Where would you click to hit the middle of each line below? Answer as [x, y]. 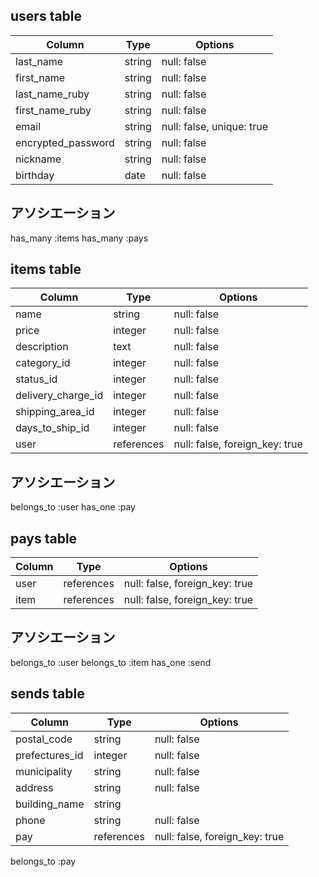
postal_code [44, 739]
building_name [50, 804]
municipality [44, 771]
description [42, 347]
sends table [47, 694]
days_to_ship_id [52, 428]
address [34, 787]
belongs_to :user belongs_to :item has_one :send [111, 662]
